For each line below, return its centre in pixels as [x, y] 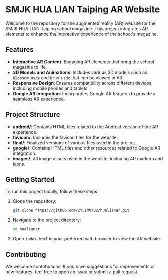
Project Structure [33, 114]
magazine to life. [30, 67]
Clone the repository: [34, 201]
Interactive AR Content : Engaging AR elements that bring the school [83, 62]
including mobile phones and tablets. [51, 88]
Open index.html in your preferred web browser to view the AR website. [87, 239]
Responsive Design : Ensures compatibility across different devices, [82, 83]
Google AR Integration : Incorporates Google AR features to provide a [84, 93]
